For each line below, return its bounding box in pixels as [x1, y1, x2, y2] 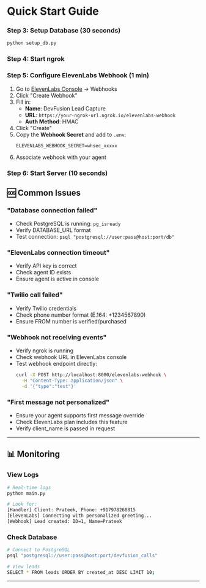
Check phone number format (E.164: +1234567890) [15, 311, 146, 319]
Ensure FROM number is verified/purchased [15, 317, 127, 325]
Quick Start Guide [7, 4, 100, 18]
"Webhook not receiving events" [7, 333, 107, 341]
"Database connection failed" [7, 206, 98, 214]
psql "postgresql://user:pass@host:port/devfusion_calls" [7, 552, 158, 559]
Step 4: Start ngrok [7, 55, 65, 63]
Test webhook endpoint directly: [15, 360, 97, 368]
